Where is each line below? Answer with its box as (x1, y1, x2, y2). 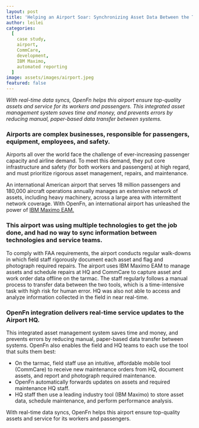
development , (17, 53, 49, 59)
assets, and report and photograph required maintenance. (14, 372, 156, 379)
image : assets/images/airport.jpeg (6, 75, 94, 81)
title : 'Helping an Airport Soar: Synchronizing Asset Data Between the (6, 14, 190, 20)
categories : (6, 25, 36, 31)
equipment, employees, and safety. (6, 137, 111, 146)
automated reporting (17, 63, 68, 70)
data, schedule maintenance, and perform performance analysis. (14, 397, 174, 404)
